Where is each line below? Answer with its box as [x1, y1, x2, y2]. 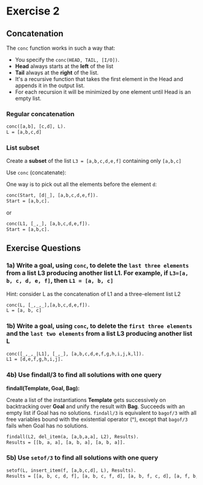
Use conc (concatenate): [6, 169, 66, 176]
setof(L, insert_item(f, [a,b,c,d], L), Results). [6, 467, 137, 473]
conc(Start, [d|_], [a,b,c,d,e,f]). [6, 193, 98, 199]
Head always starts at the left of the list [14, 62, 114, 70]
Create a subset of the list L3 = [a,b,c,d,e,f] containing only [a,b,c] [6, 157, 182, 165]
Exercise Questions [6, 243, 82, 254]
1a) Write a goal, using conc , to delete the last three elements [6, 262, 189, 270]
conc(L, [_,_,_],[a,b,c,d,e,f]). [6, 302, 91, 308]
